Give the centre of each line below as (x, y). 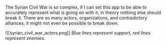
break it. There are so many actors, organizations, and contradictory (76, 18)
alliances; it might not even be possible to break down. (62, 23)
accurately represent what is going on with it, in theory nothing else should (83, 12)
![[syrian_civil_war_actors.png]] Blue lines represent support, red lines (78, 33)
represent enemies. (25, 38)
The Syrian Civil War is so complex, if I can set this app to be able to (76, 7)
